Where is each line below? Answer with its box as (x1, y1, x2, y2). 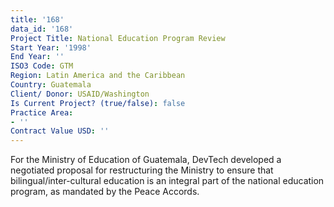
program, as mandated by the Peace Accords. (10, 186, 200, 198)
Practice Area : (10, 107, 74, 118)
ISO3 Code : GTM (10, 61, 74, 71)
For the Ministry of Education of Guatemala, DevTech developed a (10, 154, 282, 166)
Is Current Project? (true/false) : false (10, 98, 186, 108)
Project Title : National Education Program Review (10, 33, 226, 43)
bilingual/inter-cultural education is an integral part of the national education (10, 175, 325, 187)
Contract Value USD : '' (10, 126, 110, 136)
